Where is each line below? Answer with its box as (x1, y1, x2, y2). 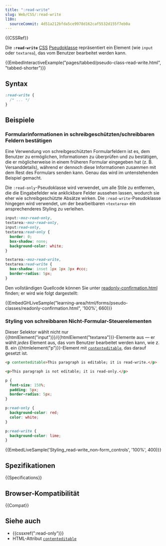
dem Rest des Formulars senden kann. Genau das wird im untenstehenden (5, 169, 159, 175)
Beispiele (5, 116, 35, 124)
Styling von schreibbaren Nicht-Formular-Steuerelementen (5, 317, 152, 324)
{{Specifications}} (5, 474, 42, 480)
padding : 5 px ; (9, 387, 39, 392)
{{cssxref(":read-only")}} (12, 530, 64, 536)
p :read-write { (5, 428, 37, 433)
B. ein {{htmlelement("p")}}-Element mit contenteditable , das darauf (5, 345, 146, 351)
